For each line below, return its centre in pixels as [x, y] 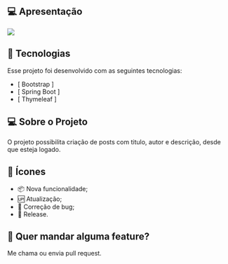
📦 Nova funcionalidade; [53, 189]
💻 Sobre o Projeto [47, 122]
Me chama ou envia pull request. [54, 253]
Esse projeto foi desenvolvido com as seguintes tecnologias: [95, 70]
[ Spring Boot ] [39, 91]
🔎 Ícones [27, 171]
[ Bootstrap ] [35, 84]
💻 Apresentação [45, 12]
